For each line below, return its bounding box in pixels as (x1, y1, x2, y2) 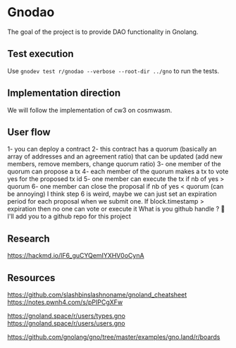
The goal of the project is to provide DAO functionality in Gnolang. (7, 27, 199, 36)
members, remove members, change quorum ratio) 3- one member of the (7, 160, 221, 168)
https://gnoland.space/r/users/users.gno (7, 319, 125, 328)
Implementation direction (7, 87, 121, 99)
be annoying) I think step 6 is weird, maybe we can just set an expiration (7, 189, 217, 198)
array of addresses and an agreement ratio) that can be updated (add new (7, 152, 223, 161)
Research (7, 232, 51, 244)
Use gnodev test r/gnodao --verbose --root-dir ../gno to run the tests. (7, 66, 220, 75)
